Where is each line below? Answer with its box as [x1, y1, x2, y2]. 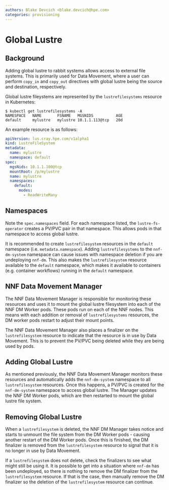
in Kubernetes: [5, 99, 36, 105]
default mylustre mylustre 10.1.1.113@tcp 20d [5, 117, 123, 123]
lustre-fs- [137, 221, 160, 226]
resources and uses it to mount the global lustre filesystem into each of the [5, 301, 161, 307]
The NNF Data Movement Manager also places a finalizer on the [5, 327, 139, 333]
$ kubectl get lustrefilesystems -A [5, 108, 82, 114]
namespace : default [10, 155, 51, 160]
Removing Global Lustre [5, 413, 82, 421]
